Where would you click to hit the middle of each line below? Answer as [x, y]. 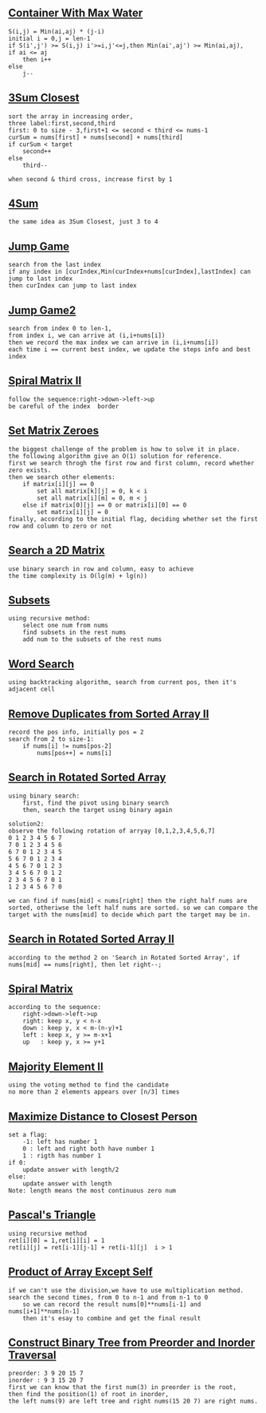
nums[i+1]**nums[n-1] [44, 1311]
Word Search [41, 664]
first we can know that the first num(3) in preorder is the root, [123, 1387]
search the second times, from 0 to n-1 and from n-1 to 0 [108, 1297]
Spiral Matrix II [45, 381]
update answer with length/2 [71, 1170]
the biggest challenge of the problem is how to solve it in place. [124, 449]
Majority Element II [56, 1066]
